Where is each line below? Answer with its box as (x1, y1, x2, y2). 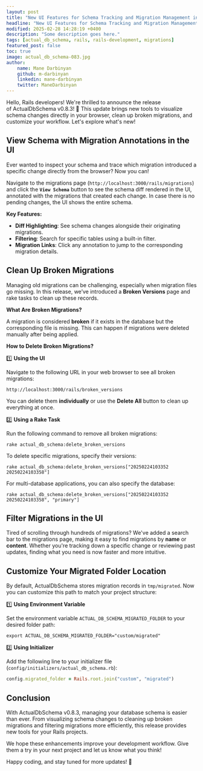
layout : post (6, 8, 39, 15)
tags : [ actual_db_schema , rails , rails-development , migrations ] (6, 37, 174, 43)
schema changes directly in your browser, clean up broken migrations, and (6, 111, 192, 119)
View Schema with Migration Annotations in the (6, 136, 190, 146)
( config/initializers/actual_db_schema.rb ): (6, 664, 118, 672)
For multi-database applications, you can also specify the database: (6, 480, 175, 487)
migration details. (14, 248, 59, 255)
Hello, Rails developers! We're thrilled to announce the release (6, 99, 161, 106)
